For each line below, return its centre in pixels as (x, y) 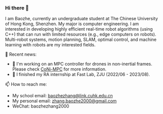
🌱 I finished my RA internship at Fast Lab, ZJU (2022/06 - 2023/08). (81, 75)
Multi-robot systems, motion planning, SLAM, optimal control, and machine (81, 39)
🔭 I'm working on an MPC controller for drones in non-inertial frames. (82, 64)
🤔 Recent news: (21, 54)
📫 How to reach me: (26, 84)
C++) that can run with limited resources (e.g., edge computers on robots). (81, 35)
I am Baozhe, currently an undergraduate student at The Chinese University (81, 19)
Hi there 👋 (17, 8)
